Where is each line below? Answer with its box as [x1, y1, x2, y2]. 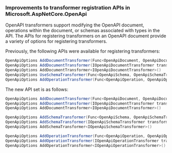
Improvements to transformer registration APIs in [5, 4, 131, 11]
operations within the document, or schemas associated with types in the [5, 28, 160, 34]
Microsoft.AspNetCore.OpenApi [5, 10, 87, 17]
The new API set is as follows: [5, 86, 69, 92]
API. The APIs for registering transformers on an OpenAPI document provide [5, 33, 166, 39]
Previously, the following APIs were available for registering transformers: [5, 48, 160, 55]
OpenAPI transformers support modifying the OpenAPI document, [5, 22, 144, 28]
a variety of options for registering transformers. [5, 38, 107, 44]
